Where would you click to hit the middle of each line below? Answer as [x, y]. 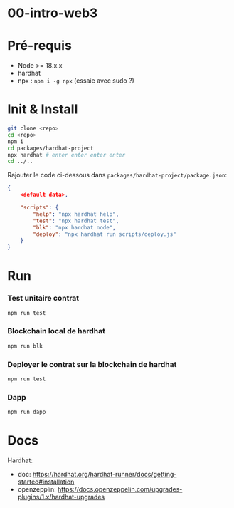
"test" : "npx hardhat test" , [76, 221]
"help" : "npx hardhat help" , [76, 214]
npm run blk [25, 346]
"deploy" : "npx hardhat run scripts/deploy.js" [105, 234]
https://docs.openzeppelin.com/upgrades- [120, 489]
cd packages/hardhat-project [50, 148]
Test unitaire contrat [43, 299]
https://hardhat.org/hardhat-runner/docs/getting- [105, 474]
